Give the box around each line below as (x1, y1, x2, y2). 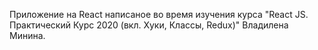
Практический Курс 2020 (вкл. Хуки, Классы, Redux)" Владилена (9, 19, 289, 31)
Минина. (9, 30, 46, 41)
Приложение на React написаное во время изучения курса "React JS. (9, 9, 309, 20)
